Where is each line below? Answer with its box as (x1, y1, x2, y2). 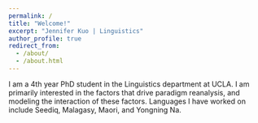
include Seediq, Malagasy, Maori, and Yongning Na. (8, 104, 181, 114)
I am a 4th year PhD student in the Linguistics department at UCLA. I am (8, 78, 250, 89)
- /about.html (15, 57, 63, 66)
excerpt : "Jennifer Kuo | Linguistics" (8, 27, 144, 35)
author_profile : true (8, 34, 82, 43)
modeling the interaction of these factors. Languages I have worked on (8, 96, 247, 106)
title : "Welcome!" (8, 19, 71, 28)
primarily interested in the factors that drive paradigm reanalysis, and (8, 87, 240, 97)
